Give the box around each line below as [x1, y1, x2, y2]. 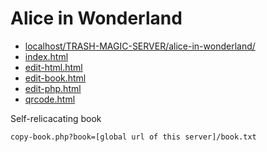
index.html [24, 50, 69, 62]
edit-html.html [24, 61, 83, 73]
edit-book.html [24, 72, 87, 84]
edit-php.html [24, 82, 82, 94]
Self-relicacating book [10, 112, 102, 124]
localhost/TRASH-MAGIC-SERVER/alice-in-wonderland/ [24, 40, 256, 52]
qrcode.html [24, 93, 76, 105]
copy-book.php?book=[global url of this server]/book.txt [10, 132, 257, 142]
